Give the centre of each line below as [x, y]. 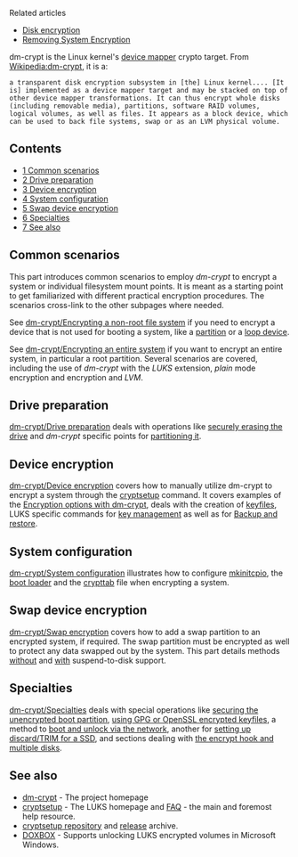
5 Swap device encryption [70, 208]
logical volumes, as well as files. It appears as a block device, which [149, 114]
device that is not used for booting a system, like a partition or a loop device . [149, 331]
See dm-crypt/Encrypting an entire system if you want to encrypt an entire [146, 349]
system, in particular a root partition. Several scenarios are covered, [133, 358]
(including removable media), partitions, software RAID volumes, [135, 106]
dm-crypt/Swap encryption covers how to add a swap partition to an [135, 632]
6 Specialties [46, 217]
